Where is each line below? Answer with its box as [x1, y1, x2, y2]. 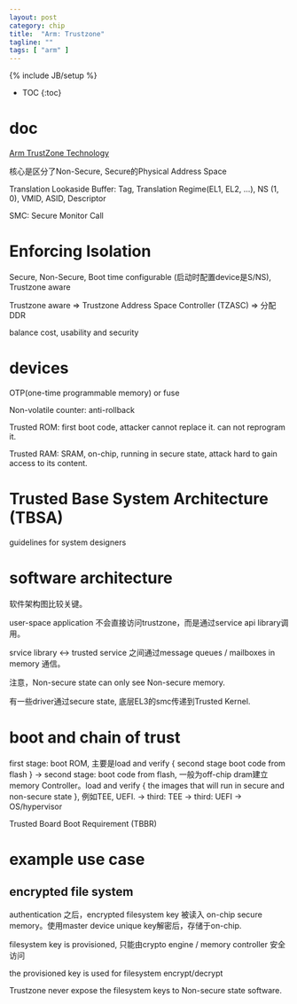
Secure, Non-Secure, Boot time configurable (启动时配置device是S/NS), [9, 272, 272, 282]
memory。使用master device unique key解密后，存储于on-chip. [9, 920, 242, 930]
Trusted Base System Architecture [9, 489, 269, 510]
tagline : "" [9, 37, 53, 47]
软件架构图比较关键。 [9, 598, 87, 609]
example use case [9, 849, 145, 869]
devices [9, 358, 69, 378]
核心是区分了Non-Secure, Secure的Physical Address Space [9, 166, 228, 177]
